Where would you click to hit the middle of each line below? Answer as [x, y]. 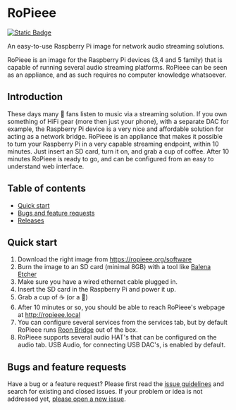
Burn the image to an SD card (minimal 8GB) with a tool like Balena [114, 267]
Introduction [35, 97]
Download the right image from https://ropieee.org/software [105, 259]
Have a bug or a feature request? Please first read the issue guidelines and [116, 384]
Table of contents [46, 188]
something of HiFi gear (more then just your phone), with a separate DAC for [118, 121]
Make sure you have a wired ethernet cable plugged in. [98, 282]
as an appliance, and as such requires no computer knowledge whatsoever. [117, 75]
